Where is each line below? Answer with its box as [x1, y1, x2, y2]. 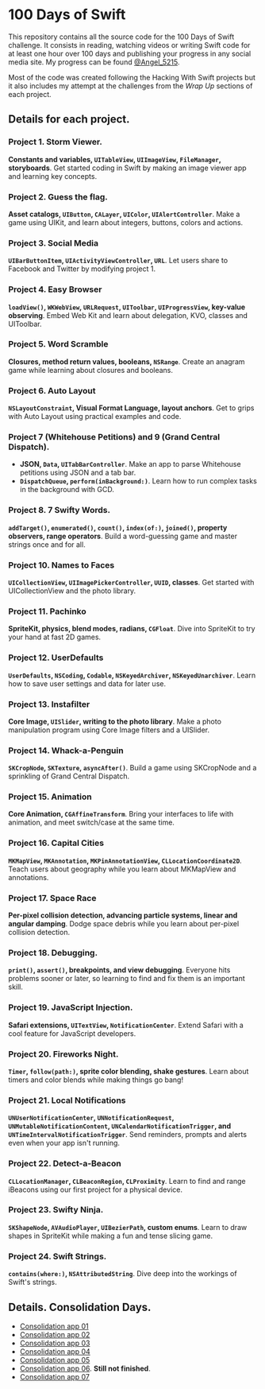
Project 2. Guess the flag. [8, 191, 109, 202]
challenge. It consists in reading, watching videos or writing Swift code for [8, 40, 251, 49]
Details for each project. [8, 113, 130, 126]
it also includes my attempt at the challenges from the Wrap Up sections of [8, 81, 253, 91]
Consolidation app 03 [19, 1338, 90, 1348]
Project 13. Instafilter [8, 698, 90, 709]
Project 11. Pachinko [8, 606, 86, 617]
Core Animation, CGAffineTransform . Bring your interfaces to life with [8, 809, 234, 819]
